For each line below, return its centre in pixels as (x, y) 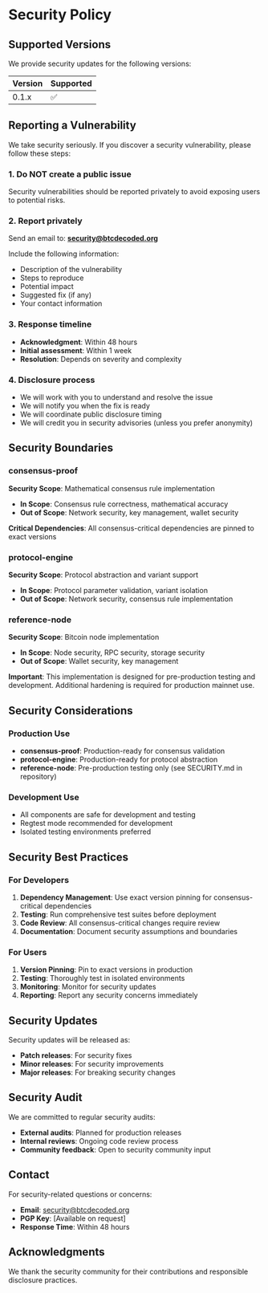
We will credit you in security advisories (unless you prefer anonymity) (136, 423)
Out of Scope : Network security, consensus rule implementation (126, 599)
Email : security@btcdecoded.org (75, 1210)
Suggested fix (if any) (56, 295)
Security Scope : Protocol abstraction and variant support (104, 575)
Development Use (44, 797)
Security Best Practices (69, 857)
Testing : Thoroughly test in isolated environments (102, 978)
